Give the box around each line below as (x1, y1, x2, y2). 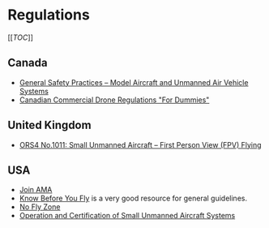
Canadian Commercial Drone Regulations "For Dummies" (19, 95, 210, 105)
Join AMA (19, 185, 53, 195)
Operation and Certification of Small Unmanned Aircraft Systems (19, 211, 236, 221)
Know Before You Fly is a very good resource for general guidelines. (19, 193, 248, 204)
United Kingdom (7, 118, 92, 132)
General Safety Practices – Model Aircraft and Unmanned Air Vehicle (19, 77, 249, 87)
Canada (7, 56, 48, 70)
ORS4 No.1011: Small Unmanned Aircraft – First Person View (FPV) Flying (19, 140, 262, 149)
